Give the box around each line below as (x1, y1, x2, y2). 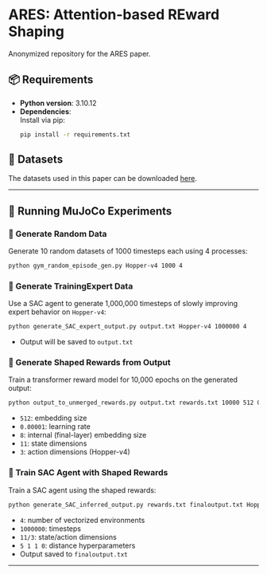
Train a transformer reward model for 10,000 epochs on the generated (8, 375, 238, 384)
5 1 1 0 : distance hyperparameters (19, 541, 136, 550)
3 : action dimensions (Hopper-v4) (19, 447, 131, 457)
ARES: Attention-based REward (8, 6, 220, 24)
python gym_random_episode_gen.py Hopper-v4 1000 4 (8, 261, 183, 270)
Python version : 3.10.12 (19, 98, 97, 108)
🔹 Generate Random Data (8, 228, 107, 239)
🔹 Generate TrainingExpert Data (8, 281, 133, 292)
